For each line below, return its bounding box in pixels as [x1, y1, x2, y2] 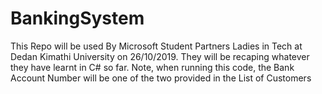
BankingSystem [10, 7, 145, 30]
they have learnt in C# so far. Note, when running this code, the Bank [10, 61, 295, 73]
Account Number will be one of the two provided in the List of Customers [10, 72, 312, 84]
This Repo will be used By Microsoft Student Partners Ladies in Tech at [10, 40, 303, 52]
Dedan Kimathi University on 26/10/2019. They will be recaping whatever [10, 50, 310, 62]
